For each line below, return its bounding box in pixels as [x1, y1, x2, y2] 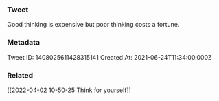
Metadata [7, 38, 40, 47]
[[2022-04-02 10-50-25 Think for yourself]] [7, 86, 132, 94]
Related [7, 70, 34, 80]
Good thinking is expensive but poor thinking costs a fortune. [7, 21, 180, 29]
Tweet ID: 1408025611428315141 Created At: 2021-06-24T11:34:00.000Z [7, 53, 212, 61]
